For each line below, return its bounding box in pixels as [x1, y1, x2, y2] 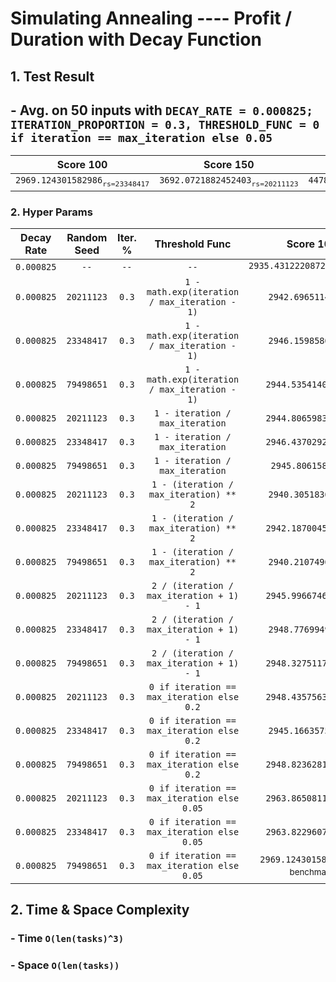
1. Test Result [10, 68, 95, 85]
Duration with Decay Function [10, 28, 262, 51]
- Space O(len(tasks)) [10, 958, 120, 972]
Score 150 [203, 158, 255, 172]
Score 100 [56, 158, 108, 172]
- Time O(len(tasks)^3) [10, 932, 125, 946]
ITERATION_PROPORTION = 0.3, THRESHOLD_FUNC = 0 [10, 117, 320, 132]
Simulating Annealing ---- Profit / [10, 7, 293, 30]
